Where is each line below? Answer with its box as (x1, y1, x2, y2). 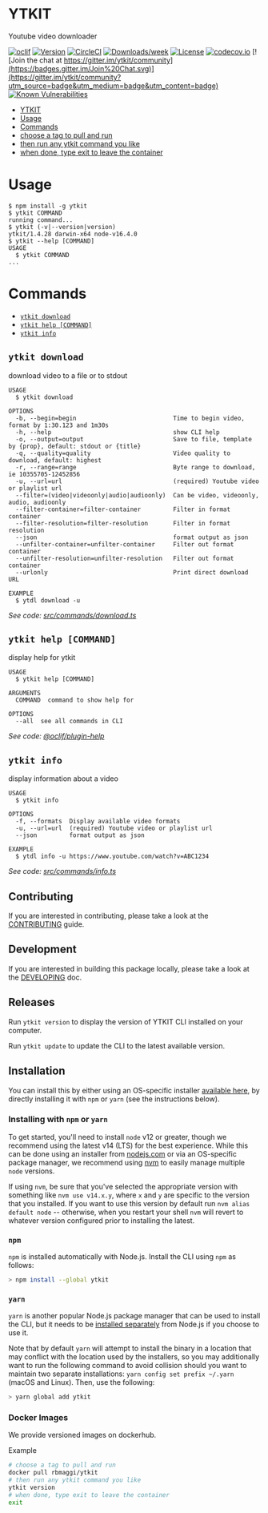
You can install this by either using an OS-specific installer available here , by (8, 1085, 260, 1095)
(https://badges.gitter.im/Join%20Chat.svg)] (8, 63, 154, 73)
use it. (8, 1328, 29, 1338)
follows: (8, 1261, 34, 1270)
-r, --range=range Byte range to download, (15, 463, 256, 471)
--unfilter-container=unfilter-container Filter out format (15, 540, 234, 549)
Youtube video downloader (8, 31, 98, 41)
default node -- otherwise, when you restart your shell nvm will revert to (8, 1207, 244, 1217)
